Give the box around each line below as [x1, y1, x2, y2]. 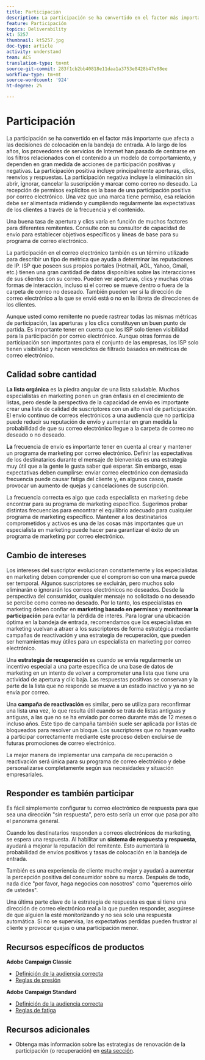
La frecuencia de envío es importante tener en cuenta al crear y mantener [6, 443, 192, 450]
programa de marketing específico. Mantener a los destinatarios [6, 513, 168, 520]
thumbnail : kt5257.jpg [6, 37, 64, 43]
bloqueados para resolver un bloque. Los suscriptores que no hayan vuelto [6, 726, 195, 733]
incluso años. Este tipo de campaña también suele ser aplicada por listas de [6, 720, 197, 727]
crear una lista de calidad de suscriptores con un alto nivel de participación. [6, 405, 197, 412]
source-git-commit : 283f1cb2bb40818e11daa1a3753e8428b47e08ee [6, 65, 168, 72]
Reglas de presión [15, 976, 61, 984]
